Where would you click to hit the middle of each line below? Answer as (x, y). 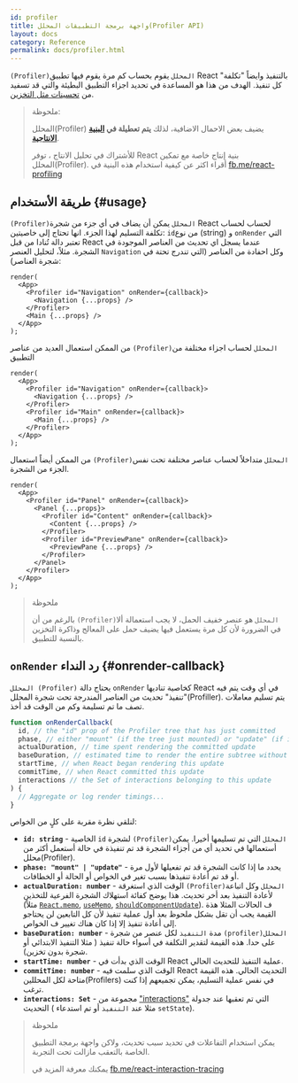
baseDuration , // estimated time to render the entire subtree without (153, 755)
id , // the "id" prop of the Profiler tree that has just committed (147, 731)
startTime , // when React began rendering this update (121, 764)
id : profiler (34, 17)
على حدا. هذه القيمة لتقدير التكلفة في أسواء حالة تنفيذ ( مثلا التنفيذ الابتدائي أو (149, 942)
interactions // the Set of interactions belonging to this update (145, 780)
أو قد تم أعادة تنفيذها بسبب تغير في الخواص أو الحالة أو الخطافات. (131, 877)
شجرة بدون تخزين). (55, 952)
